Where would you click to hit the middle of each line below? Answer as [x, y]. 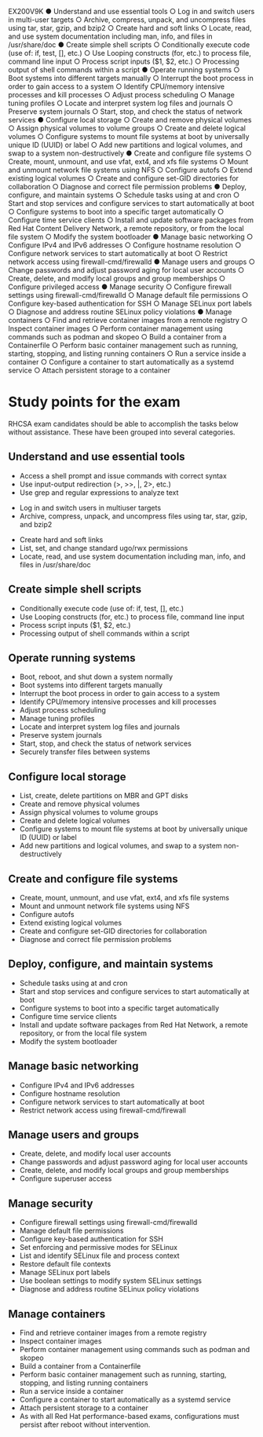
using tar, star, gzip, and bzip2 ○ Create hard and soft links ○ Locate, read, [130, 28]
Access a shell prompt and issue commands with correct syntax [123, 475]
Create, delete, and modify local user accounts [95, 1153]
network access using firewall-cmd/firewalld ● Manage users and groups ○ [131, 262]
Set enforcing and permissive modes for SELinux [99, 1248]
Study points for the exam [94, 402]
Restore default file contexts [65, 1264]
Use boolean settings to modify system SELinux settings [111, 1281]
